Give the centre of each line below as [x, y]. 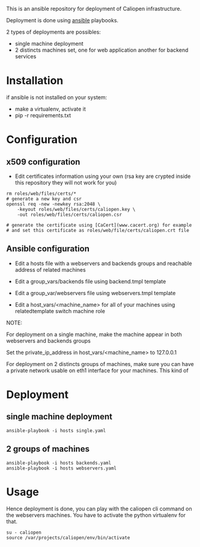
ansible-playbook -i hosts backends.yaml [59, 463]
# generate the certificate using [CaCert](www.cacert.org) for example [99, 225]
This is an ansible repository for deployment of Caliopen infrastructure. [94, 9]
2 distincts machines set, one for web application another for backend [102, 50]
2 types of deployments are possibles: [53, 32]
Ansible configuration [48, 249]
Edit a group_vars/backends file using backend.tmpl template [90, 281]
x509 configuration [43, 162]
